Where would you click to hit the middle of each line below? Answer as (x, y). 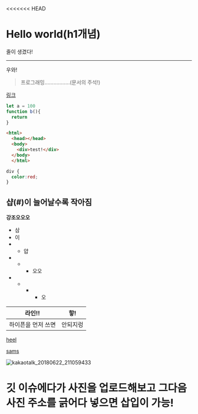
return (19, 117)
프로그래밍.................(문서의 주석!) (60, 82)
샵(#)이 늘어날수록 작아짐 (49, 202)
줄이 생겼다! (20, 51)
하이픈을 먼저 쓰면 (32, 325)
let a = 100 (21, 106)
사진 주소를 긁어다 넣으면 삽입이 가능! (90, 403)
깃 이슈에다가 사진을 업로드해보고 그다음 (97, 388)
